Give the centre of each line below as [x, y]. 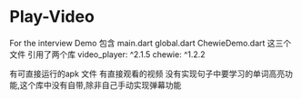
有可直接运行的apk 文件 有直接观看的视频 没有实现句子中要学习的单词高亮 [147, 74]
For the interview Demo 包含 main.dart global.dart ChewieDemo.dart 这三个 [151, 43]
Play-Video [52, 17]
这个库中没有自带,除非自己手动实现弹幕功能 [101, 84]
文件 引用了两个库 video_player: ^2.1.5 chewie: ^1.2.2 [108, 54]
